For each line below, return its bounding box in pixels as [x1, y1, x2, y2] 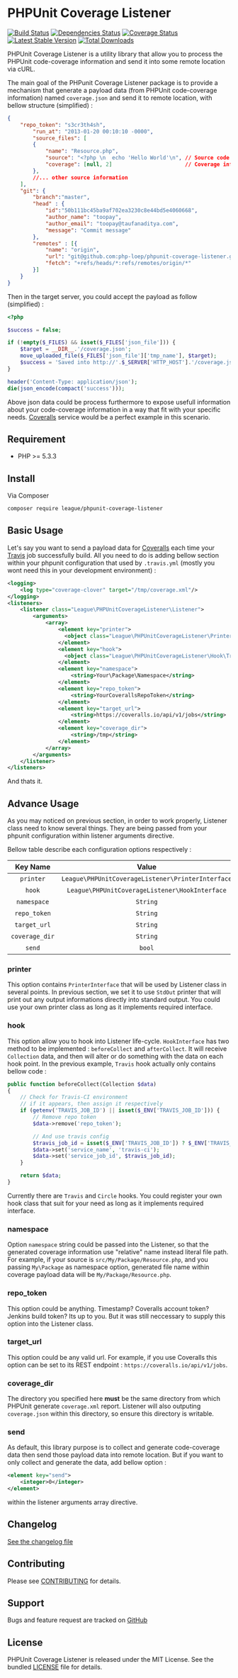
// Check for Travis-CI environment [20, 1093, 129, 1101]
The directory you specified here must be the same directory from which [7, 1395, 221, 1403]
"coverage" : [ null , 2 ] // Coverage [45, 161, 220, 168]
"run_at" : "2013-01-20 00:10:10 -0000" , [33, 128, 154, 135]
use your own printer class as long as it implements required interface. [7, 1003, 213, 1011]
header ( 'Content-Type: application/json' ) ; [7, 378, 138, 385]
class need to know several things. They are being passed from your [7, 824, 208, 833]
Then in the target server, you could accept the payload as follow [7, 292, 198, 300]
